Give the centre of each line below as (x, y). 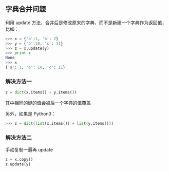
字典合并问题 (26, 9)
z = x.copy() (19, 160)
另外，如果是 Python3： (31, 114)
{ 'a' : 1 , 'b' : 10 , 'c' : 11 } (35, 68)
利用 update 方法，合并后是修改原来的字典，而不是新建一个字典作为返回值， (86, 23)
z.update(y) (18, 164)
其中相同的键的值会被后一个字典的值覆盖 (48, 103)
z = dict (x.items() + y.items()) (41, 92)
